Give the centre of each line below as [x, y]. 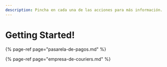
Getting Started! [40, 35]
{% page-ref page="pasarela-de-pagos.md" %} [56, 49]
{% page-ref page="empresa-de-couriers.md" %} [58, 59]
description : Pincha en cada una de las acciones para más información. [84, 10]
